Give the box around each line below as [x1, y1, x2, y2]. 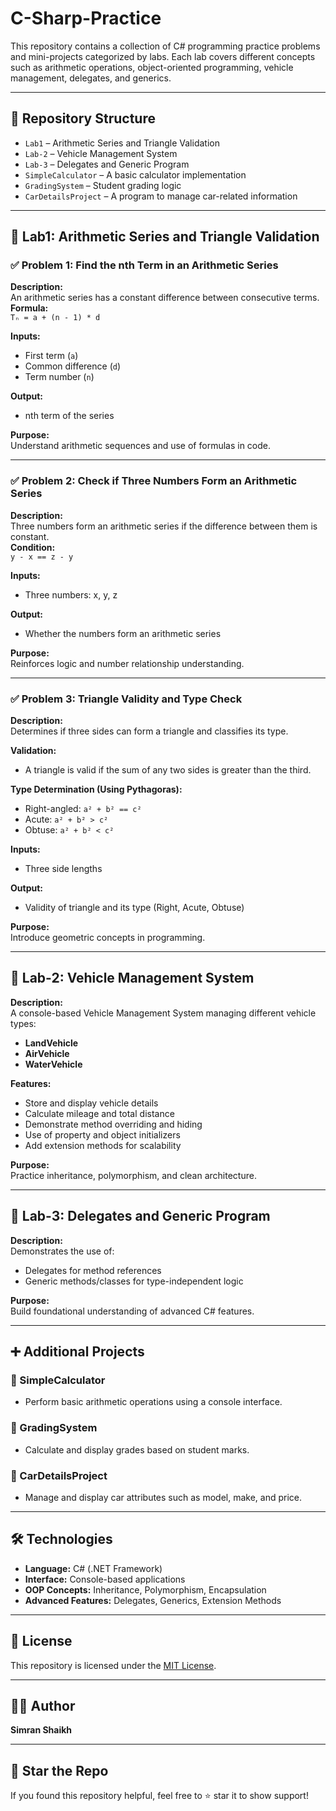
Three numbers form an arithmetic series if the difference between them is [10, 520, 318, 532]
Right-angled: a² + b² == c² [24, 803, 142, 815]
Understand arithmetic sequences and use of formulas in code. [10, 440, 272, 452]
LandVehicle [24, 1037, 79, 1049]
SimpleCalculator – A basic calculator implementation [24, 168, 247, 181]
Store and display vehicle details [24, 1097, 159, 1109]
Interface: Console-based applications [24, 1573, 186, 1585]
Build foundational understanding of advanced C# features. [10, 1305, 255, 1317]
